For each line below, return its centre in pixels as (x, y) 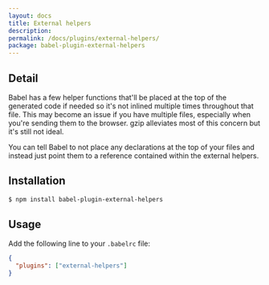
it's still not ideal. (36, 131)
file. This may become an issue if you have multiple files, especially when (130, 114)
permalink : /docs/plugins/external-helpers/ (84, 38)
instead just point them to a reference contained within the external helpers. (134, 155)
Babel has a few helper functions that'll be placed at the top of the (118, 97)
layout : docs (30, 16)
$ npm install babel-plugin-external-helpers (86, 199)
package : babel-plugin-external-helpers (77, 46)
